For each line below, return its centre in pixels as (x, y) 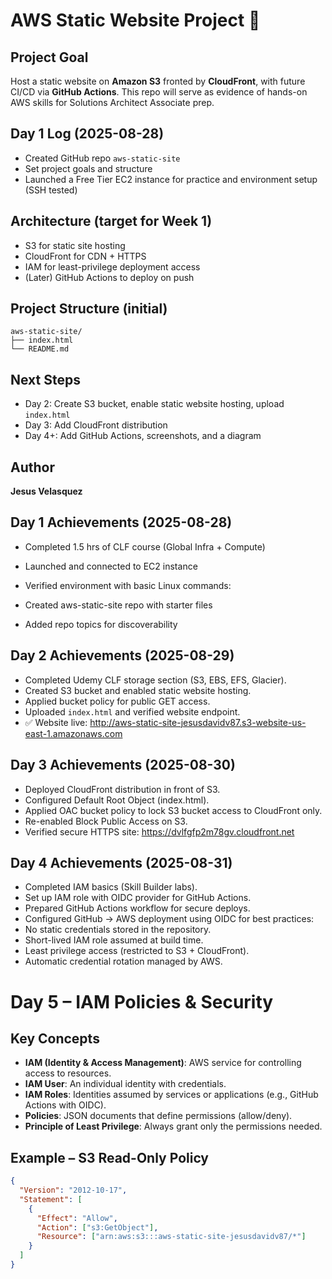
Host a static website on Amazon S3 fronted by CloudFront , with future (158, 81)
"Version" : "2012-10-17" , (73, 1190)
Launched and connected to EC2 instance (111, 566)
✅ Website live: (56, 722)
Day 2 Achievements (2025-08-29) (122, 655)
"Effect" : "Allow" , (77, 1218)
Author (32, 467)
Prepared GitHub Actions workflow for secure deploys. (137, 908)
